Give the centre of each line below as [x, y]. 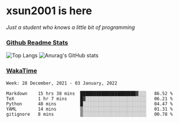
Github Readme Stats [37, 43]
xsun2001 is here [49, 11]
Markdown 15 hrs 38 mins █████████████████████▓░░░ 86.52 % [89, 93]
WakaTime [22, 71]
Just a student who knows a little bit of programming [71, 27]
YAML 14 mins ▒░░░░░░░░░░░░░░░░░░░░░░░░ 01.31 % [89, 109]
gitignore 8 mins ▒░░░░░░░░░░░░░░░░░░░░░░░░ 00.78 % [89, 114]
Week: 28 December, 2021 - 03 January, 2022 [62, 83]
